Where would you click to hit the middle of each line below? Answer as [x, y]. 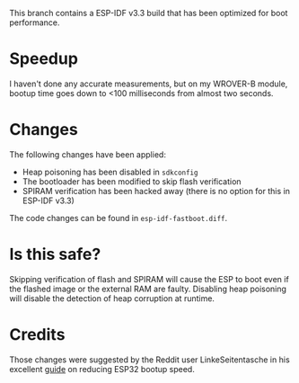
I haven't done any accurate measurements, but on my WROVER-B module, [149, 84]
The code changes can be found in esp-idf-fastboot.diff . [119, 218]
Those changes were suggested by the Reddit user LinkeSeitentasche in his [149, 360]
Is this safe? [55, 254]
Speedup [44, 59]
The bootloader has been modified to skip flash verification [132, 181]
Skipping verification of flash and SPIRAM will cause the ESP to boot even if [149, 279]
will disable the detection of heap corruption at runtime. [112, 298]
